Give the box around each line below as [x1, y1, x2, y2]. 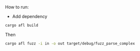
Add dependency [12, 14, 48, 19]
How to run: [5, 4, 29, 10]
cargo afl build [5, 23, 38, 28]
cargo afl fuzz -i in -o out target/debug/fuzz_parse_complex [5, 41, 135, 46]
